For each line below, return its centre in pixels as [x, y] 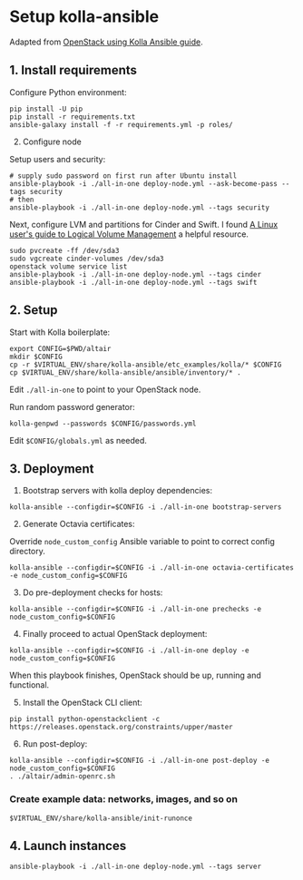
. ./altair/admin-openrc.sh [63, 777]
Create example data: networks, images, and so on [124, 799]
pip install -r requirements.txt [73, 117]
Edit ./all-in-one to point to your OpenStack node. [105, 389]
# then [22, 200]
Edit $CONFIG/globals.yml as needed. [78, 440]
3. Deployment [52, 469]
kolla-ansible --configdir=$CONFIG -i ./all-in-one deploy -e [129, 650]
